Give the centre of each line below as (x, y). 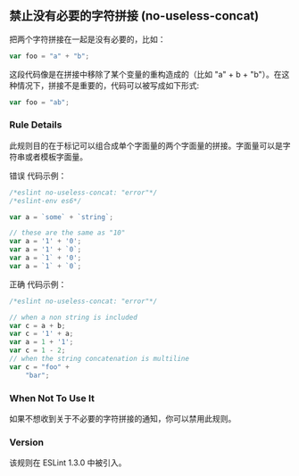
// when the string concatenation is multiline (100, 359)
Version (27, 442)
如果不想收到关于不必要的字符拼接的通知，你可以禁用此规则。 (123, 419)
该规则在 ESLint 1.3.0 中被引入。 (68, 463)
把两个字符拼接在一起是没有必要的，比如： (87, 39)
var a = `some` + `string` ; (62, 217)
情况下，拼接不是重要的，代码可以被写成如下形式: (108, 85)
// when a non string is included (74, 317)
